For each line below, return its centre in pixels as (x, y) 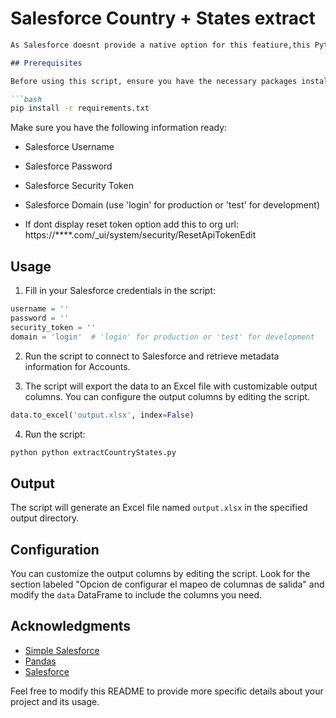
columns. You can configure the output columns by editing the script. (167, 396)
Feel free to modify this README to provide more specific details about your (167, 691)
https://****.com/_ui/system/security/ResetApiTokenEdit (140, 235)
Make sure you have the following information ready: (119, 128)
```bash (26, 99)
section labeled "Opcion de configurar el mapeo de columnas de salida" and (167, 584)
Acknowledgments (71, 626)
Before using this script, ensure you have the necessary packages (154, 81)
